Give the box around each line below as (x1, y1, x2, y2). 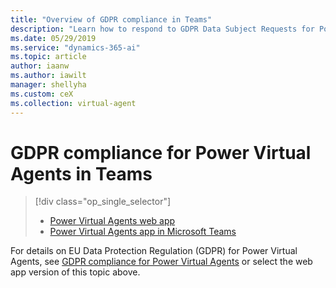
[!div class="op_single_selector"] (34, 196, 172, 208)
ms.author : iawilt (10, 71, 87, 81)
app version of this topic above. (10, 266, 141, 278)
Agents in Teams (10, 162, 153, 185)
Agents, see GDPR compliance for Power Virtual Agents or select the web (10, 256, 313, 268)
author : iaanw (10, 61, 70, 71)
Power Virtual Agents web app (49, 215, 176, 227)
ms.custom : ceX (10, 89, 74, 99)
